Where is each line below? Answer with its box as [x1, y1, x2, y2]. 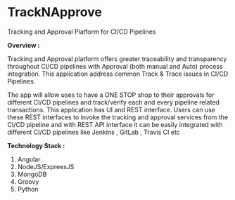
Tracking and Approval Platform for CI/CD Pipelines [7, 27, 156, 36]
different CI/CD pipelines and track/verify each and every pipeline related [7, 98, 220, 106]
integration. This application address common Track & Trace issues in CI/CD [7, 69, 229, 78]
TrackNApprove [7, 4, 102, 20]
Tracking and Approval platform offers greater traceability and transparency [7, 54, 227, 63]
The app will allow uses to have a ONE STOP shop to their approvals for [7, 91, 215, 99]
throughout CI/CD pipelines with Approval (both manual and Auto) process [7, 62, 223, 70]
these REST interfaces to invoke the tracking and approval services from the [7, 113, 229, 121]
